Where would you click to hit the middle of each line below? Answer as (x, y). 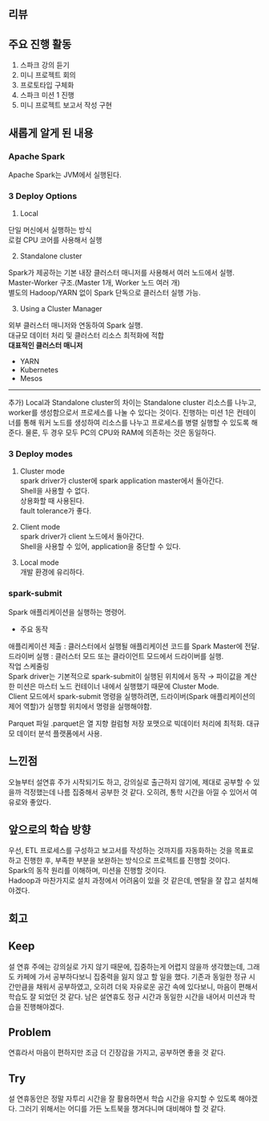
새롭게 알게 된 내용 (51, 133)
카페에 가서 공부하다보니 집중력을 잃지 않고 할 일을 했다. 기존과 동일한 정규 (132, 977)
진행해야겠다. (44, 1006)
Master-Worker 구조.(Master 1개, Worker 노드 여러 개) (94, 282)
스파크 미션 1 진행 (47, 95)
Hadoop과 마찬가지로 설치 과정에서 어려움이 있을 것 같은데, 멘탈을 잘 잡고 (123, 880)
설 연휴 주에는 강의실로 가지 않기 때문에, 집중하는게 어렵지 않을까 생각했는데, (127, 966)
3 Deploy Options (43, 196)
